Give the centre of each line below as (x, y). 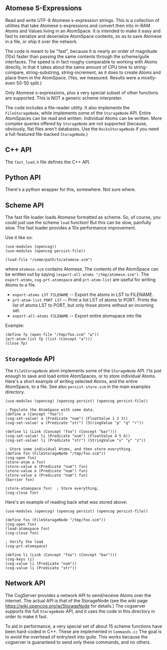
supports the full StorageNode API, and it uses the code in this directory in (80, 611)
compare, (15, 72)
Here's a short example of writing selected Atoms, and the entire (72, 381)
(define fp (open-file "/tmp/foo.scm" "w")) (52, 335)
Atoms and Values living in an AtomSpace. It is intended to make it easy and (83, 31)
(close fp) (16, 343)
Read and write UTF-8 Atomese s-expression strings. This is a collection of (82, 20)
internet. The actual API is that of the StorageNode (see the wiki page (77, 601)
